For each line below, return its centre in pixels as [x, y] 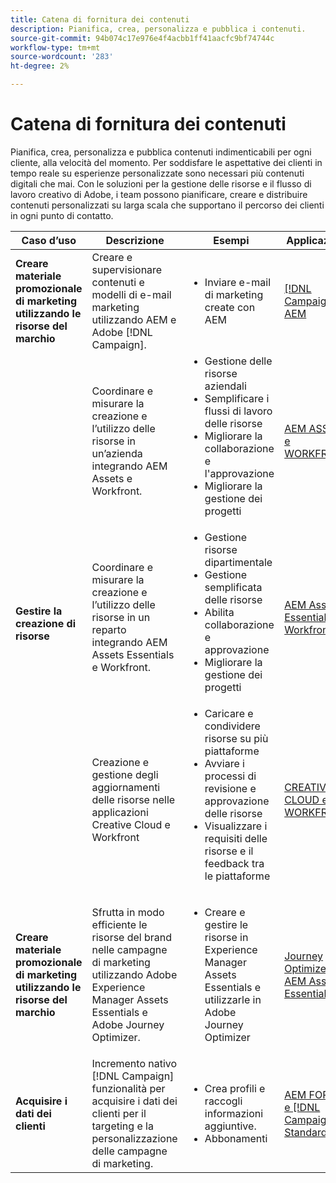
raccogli [223, 1101]
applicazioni [120, 812]
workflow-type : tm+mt [55, 47]
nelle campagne [129, 949]
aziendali [225, 386]
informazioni [234, 1113]
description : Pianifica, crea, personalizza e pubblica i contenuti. [158, 29]
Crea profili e [235, 1088]
